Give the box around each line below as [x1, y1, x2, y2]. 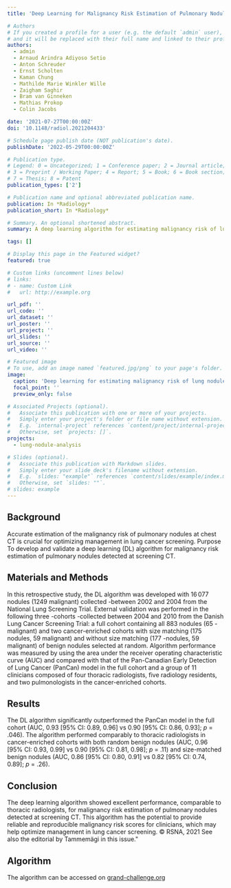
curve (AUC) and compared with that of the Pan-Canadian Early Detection [7, 656, 217, 664]
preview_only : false [13, 390, 72, 397]
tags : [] [7, 239, 32, 245]
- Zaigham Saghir [13, 87, 63, 94]
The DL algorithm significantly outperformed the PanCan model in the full [7, 716, 215, 725]
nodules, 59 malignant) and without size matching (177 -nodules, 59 [7, 634, 199, 642]
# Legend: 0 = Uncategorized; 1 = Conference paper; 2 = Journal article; [7, 163, 226, 170]
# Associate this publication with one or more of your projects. [7, 410, 208, 416]
